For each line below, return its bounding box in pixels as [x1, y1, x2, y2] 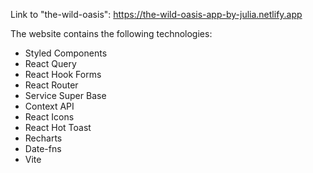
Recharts [24, 132, 63, 144]
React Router [24, 79, 79, 91]
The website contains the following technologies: [10, 28, 213, 39]
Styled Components [24, 47, 108, 59]
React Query [24, 58, 77, 69]
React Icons [24, 111, 75, 123]
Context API [24, 100, 75, 112]
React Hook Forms [24, 69, 102, 80]
